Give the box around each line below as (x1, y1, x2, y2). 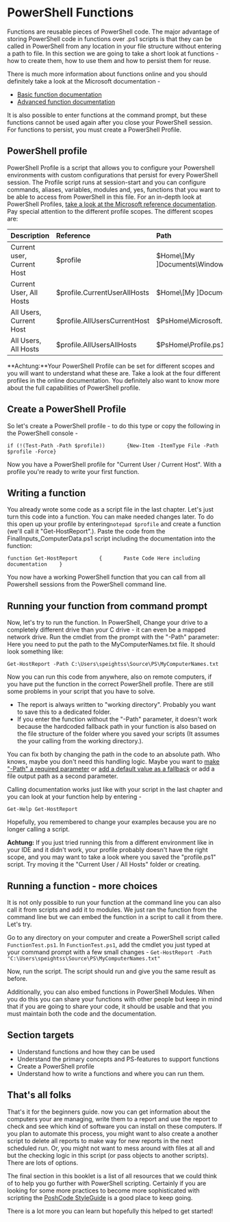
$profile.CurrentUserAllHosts (55, 288, 149, 297)
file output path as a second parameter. (7, 772, 118, 780)
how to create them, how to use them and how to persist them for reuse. (7, 56, 211, 64)
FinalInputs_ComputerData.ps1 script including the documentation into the (7, 534, 216, 543)
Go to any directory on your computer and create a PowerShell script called (7, 934, 220, 941)
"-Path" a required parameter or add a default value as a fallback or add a (7, 765, 215, 773)
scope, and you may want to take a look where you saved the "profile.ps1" (7, 853, 216, 861)
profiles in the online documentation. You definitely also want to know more (7, 376, 220, 384)
